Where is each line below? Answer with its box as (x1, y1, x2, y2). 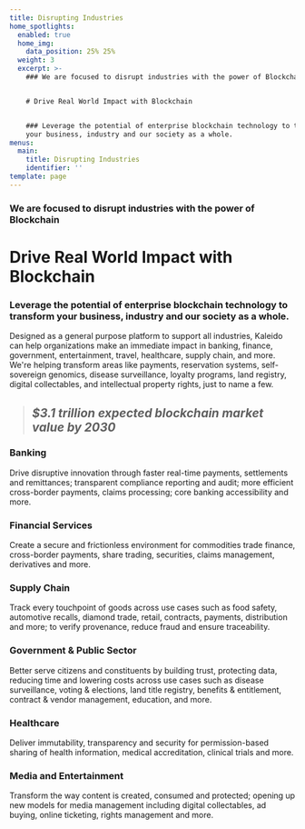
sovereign (9, 369, 47, 380)
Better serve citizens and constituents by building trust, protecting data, (9, 664, 278, 675)
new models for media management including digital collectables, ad (9, 800, 267, 811)
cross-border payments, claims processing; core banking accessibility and (9, 486, 289, 497)
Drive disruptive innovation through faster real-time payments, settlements (9, 467, 289, 478)
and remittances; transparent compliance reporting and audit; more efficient (9, 476, 294, 487)
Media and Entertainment (9, 769, 124, 782)
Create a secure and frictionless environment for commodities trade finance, (9, 540, 296, 551)
